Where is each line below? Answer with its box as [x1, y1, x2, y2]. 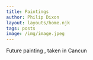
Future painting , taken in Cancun [6, 47, 87, 54]
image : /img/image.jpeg [6, 31, 65, 37]
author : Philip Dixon [6, 14, 60, 20]
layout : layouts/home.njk [6, 20, 70, 26]
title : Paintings [6, 8, 49, 15]
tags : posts [6, 25, 36, 31]
